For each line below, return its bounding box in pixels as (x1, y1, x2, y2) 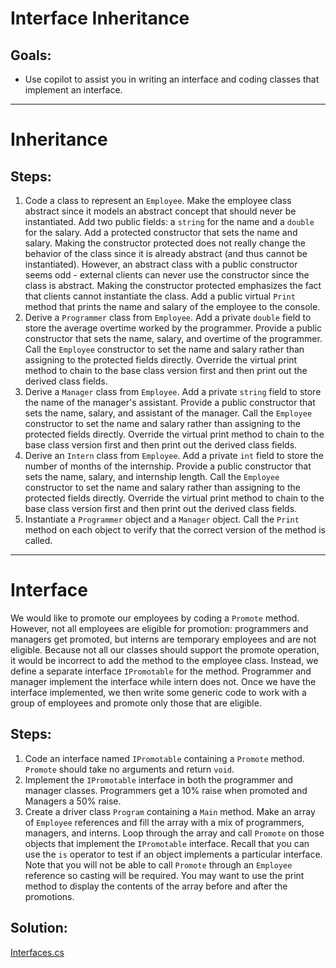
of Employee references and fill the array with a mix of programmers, (24, 816, 305, 828)
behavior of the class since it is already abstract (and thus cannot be (24, 248, 308, 259)
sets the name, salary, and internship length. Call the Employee (24, 471, 280, 482)
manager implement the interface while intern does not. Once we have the (10, 675, 317, 687)
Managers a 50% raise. (24, 795, 122, 807)
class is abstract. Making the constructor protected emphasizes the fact (24, 280, 322, 291)
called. (24, 535, 53, 546)
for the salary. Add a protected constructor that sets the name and (24, 227, 298, 238)
